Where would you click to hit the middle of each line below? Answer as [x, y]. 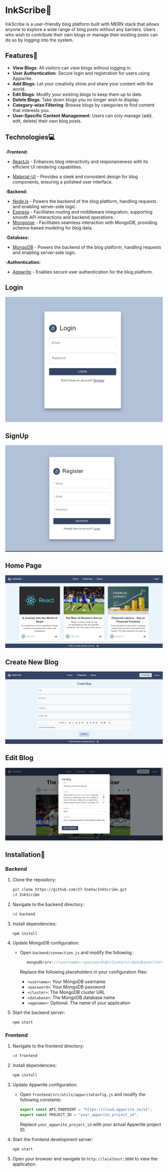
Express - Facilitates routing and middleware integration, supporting [82, 211]
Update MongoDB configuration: [46, 943]
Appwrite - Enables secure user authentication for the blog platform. [83, 271]
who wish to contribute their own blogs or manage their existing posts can [82, 34]
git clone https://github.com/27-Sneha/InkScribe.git [69, 889]
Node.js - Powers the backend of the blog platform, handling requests [84, 201]
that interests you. [31, 110]
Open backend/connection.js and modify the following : [77, 952]
